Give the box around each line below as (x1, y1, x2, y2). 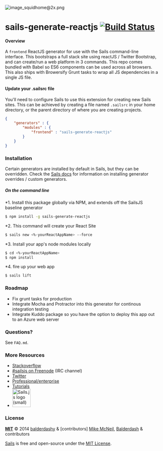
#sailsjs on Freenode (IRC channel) (12, 368, 83, 374)
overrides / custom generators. (5, 176, 67, 182)
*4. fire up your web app (5, 264, 55, 270)
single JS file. (5, 74, 33, 80)
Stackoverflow (12, 363, 41, 369)
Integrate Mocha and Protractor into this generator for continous (12, 301, 141, 307)
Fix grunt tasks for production (12, 295, 72, 301)
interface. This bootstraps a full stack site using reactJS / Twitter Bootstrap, (5, 54, 157, 60)
